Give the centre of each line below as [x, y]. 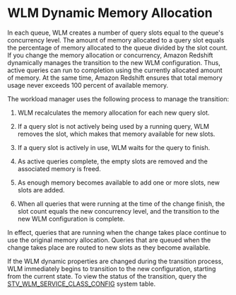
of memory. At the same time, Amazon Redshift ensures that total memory [115, 77]
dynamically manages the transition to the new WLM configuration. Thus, [114, 62]
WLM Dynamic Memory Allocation [110, 13]
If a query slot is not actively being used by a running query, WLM [113, 126]
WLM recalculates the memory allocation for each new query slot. [113, 112]
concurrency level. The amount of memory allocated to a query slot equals [116, 40]
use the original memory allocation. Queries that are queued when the [109, 240]
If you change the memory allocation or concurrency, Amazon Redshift [110, 55]
